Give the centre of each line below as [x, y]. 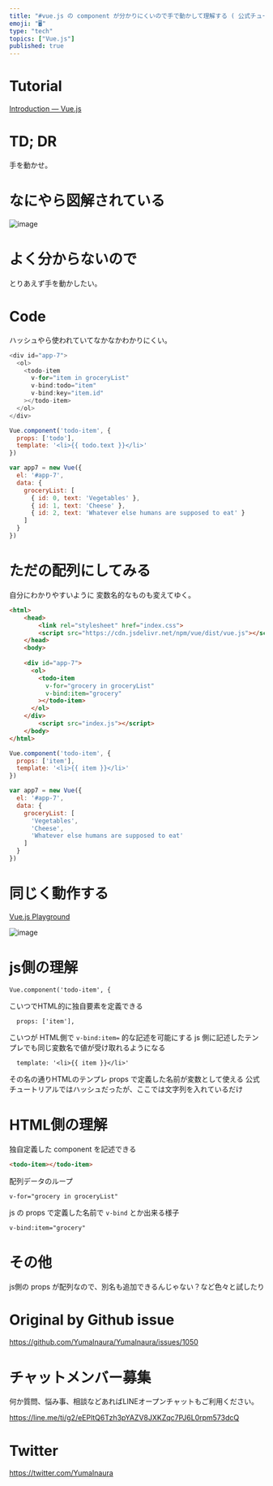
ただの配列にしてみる [80, 571]
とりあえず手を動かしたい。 [55, 283]
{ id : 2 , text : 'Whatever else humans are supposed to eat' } [138, 513]
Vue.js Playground [40, 916]
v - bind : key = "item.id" [67, 393]
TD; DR [33, 142]
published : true [36, 46]
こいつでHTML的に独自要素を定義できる [76, 1006]
